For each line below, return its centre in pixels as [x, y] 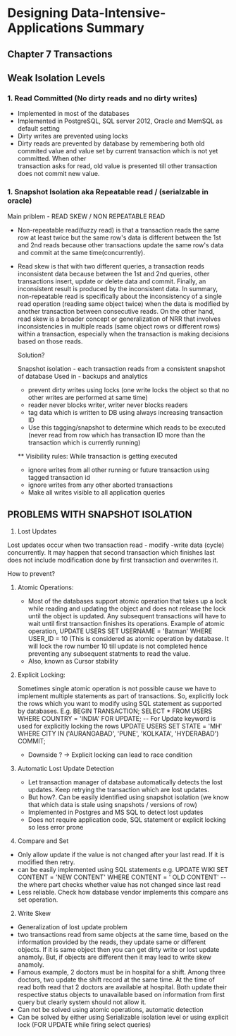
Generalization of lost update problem [73, 927]
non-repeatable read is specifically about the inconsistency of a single [119, 296]
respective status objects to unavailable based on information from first [121, 995]
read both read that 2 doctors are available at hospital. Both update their [122, 987]
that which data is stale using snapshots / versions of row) [112, 805]
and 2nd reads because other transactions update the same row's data [120, 245]
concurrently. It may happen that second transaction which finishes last [111, 553]
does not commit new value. [58, 174]
